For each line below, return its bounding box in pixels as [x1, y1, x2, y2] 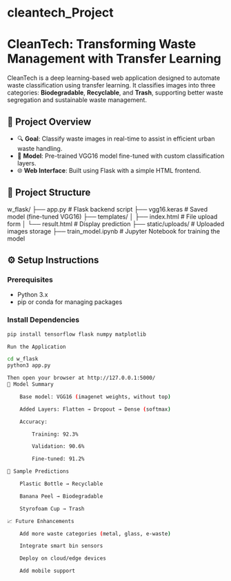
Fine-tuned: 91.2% [32, 456, 85, 462]
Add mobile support [19, 567, 76, 575]
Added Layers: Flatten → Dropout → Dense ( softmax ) [19, 405, 171, 413]
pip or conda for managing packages [17, 298, 123, 306]
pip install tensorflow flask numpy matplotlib [7, 331, 147, 338]
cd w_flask [7, 356, 39, 363]
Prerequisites [7, 275, 53, 285]
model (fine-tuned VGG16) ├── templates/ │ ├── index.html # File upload [7, 212, 218, 221]
